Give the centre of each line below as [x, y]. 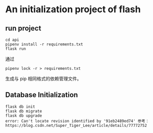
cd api [12, 40]
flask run [16, 49]
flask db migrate [24, 111]
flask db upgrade [24, 116]
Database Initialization [42, 95]
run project [23, 28]
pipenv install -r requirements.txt [44, 44]
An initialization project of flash [73, 9]
